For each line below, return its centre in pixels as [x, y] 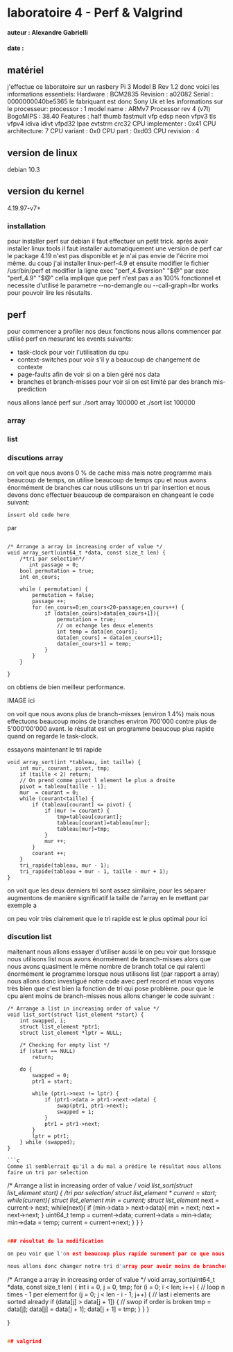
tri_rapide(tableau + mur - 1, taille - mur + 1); [94, 872]
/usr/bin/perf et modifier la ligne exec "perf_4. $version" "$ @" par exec [108, 271]
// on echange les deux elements [105, 626]
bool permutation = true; [57, 571]
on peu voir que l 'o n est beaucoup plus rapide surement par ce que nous [116, 1254]
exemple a [22, 905]
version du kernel [46, 191]
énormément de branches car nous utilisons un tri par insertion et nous [109, 488]
